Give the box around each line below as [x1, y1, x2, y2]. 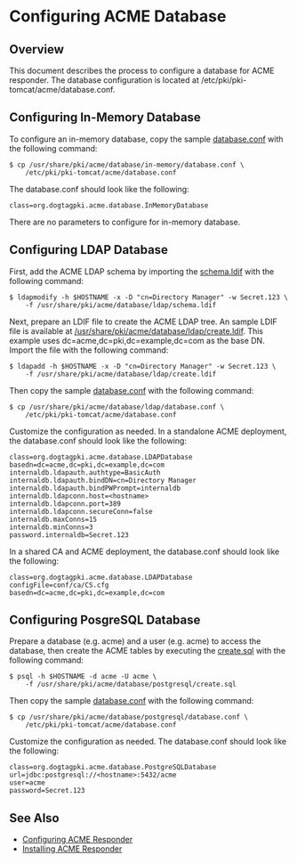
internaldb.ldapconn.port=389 [9, 499, 122, 509]
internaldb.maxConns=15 [9, 515, 98, 524]
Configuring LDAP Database [9, 242, 169, 257]
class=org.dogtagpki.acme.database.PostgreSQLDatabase [9, 763, 217, 772]
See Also [9, 810, 60, 826]
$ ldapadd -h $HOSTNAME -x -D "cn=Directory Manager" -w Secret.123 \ [9, 362, 277, 370]
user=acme [9, 778, 46, 787]
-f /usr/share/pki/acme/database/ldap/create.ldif [25, 370, 217, 379]
